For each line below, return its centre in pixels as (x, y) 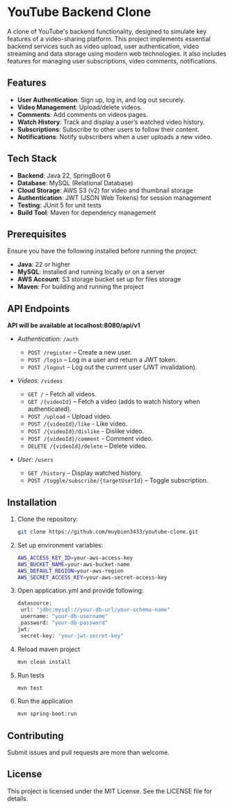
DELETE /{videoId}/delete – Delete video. (87, 446)
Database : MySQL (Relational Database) (75, 182)
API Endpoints (39, 308)
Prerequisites (37, 234)
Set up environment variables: (60, 545)
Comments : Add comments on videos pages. (82, 114)
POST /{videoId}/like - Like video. (78, 424)
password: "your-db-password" (64, 623)
